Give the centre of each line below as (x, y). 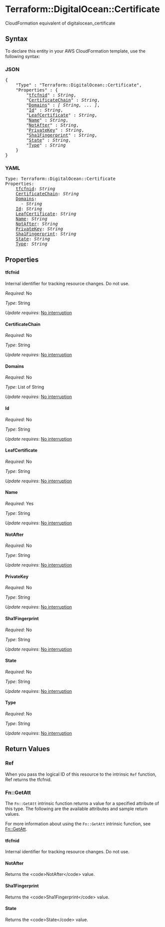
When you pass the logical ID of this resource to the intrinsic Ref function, (81, 774)
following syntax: (23, 56)
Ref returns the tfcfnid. (28, 779)
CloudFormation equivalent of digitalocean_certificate (60, 23)
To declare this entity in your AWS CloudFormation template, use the (75, 51)
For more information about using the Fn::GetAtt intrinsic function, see (78, 824)
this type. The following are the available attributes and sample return (77, 809)
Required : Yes (19, 503)
